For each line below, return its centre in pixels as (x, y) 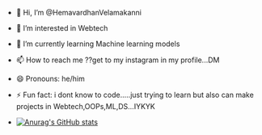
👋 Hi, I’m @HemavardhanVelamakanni (78, 13)
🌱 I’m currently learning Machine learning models (98, 44)
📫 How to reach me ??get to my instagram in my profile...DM (118, 60)
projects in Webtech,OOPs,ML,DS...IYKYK (85, 106)
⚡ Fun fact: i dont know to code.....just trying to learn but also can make (135, 95)
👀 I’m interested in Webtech (62, 28)
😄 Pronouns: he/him (50, 78)
